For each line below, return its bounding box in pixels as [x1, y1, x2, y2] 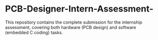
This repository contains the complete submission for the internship [5, 19, 143, 25]
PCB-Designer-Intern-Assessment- [5, 3, 154, 14]
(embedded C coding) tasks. [5, 29, 63, 35]
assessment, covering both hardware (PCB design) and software [5, 24, 136, 30]
